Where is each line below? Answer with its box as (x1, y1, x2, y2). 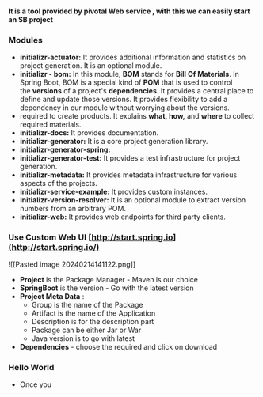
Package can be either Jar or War (31, 325, 142, 335)
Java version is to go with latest (31, 334, 135, 343)
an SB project (8, 14, 54, 24)
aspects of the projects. (19, 178, 97, 187)
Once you (19, 380, 52, 389)
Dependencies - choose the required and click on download (19, 342, 218, 352)
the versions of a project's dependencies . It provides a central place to (19, 85, 254, 95)
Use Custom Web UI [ (8, 232, 92, 243)
